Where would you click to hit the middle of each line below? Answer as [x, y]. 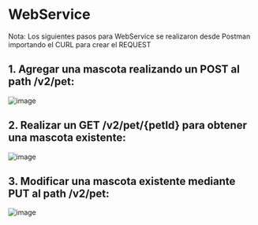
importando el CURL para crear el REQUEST [80, 44]
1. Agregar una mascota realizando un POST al [124, 70]
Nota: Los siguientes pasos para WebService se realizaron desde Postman [129, 36]
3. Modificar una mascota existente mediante [122, 181]
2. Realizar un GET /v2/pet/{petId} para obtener [127, 125]
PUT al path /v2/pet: [59, 193]
